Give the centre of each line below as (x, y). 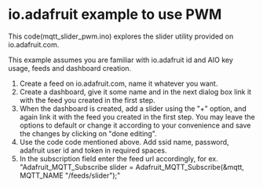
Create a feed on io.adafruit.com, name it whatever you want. (119, 83)
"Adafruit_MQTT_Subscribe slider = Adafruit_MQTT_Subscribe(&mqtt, (132, 167)
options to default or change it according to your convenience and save (135, 125)
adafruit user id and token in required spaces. (93, 150)
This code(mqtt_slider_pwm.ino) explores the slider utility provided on (121, 36)
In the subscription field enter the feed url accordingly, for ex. (119, 158)
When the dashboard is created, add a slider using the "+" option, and (133, 109)
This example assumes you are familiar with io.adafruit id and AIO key (121, 60)
